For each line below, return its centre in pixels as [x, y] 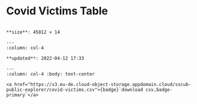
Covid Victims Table [57, 11]
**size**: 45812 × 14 [33, 32]
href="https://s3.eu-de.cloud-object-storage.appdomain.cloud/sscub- [103, 84]
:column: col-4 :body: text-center [51, 74]
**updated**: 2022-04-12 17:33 [45, 58]
